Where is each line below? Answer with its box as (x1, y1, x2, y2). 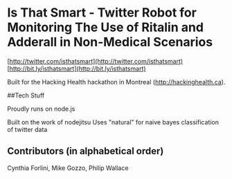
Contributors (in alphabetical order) (7, 145, 164, 157)
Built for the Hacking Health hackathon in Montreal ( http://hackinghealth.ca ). (7, 77, 226, 86)
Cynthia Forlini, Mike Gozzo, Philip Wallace (7, 164, 129, 172)
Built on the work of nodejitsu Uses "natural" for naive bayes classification (7, 117, 220, 126)
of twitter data (7, 125, 48, 133)
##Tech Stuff (7, 91, 45, 100)
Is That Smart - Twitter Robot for (7, 5, 197, 21)
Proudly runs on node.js (7, 104, 75, 113)
